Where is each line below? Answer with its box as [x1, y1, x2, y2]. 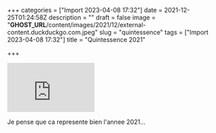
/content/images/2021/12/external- [46, 21, 146, 29]
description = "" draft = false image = [48, 13, 156, 22]
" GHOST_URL [7, 21, 47, 29]
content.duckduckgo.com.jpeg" [7, 28, 98, 36]
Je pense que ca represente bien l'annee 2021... [7, 118, 146, 126]
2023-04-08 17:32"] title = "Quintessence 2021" [7, 36, 146, 44]
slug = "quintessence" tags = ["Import [99, 28, 209, 36]
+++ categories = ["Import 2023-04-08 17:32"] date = [7, 6, 163, 14]
